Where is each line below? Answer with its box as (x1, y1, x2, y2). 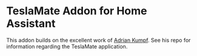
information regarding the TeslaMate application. (6, 43, 128, 50)
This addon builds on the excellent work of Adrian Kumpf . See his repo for (6, 36, 191, 43)
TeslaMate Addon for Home (6, 4, 147, 18)
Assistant (6, 17, 56, 30)
